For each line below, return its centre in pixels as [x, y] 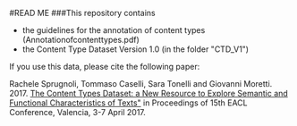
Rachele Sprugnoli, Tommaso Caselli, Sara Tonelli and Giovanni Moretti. [141, 84]
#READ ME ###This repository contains [82, 13]
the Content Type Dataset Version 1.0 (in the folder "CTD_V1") [135, 49]
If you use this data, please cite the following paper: [105, 67]
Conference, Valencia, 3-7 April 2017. [77, 112]
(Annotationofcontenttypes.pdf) [81, 40]
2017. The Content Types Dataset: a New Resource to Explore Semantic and [148, 93]
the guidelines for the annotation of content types [114, 30]
